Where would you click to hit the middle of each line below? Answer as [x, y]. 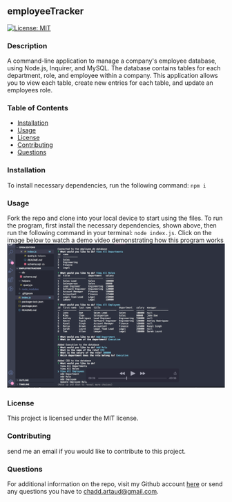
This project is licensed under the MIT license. [73, 418]
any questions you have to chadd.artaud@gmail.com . [83, 492]
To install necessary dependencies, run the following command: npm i [107, 185]
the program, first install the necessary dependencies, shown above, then [112, 225]
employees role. [30, 90]
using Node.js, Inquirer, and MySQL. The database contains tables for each [114, 68]
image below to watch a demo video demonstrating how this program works [116, 240]
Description [27, 46]
